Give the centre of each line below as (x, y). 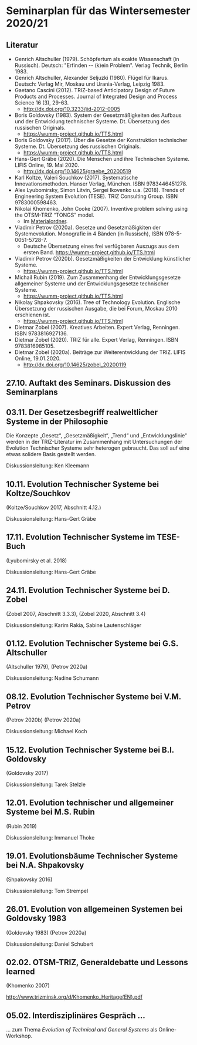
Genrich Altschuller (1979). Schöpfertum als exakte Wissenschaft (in (97, 59)
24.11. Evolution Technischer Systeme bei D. (88, 590)
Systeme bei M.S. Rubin (50, 812)
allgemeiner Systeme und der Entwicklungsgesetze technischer (91, 284)
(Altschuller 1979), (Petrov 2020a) (47, 667)
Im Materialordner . (45, 221)
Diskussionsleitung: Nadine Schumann (52, 678)
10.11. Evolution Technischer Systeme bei (83, 484)
